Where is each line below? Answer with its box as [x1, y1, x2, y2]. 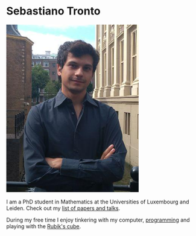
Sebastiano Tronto [6, 4, 101, 18]
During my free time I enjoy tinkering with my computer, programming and [6, 216, 190, 223]
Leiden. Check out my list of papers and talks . [6, 204, 121, 212]
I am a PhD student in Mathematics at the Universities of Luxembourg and [6, 198, 189, 205]
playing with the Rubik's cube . [6, 222, 81, 230]
